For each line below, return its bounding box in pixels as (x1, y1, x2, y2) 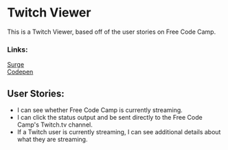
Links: (7, 45, 28, 54)
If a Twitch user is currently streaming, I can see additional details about (16, 128, 221, 136)
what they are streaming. (16, 136, 88, 144)
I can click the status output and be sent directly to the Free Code (16, 114, 203, 122)
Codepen (7, 67, 34, 76)
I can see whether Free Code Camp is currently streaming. (16, 106, 183, 114)
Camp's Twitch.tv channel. (16, 120, 93, 129)
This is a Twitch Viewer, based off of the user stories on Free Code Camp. (7, 28, 216, 36)
